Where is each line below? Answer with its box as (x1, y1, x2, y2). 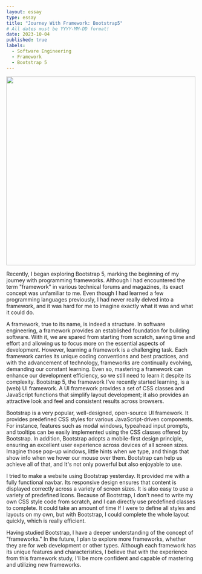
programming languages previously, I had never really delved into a (6, 295, 174, 303)
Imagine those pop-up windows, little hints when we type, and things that (6, 448, 189, 455)
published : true (6, 37, 47, 43)
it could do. (6, 309, 34, 316)
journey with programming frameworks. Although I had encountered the (6, 276, 186, 284)
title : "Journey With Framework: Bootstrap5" (6, 20, 123, 26)
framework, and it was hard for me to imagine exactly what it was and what (6, 302, 194, 309)
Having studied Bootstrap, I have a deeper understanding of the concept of (6, 529, 194, 536)
